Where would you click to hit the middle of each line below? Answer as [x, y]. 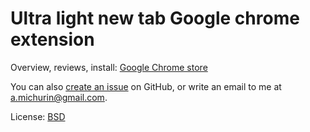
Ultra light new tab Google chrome [155, 18]
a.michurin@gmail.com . [59, 97]
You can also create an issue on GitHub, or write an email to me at [146, 86]
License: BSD [38, 116]
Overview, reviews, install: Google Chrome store [109, 67]
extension [52, 39]
